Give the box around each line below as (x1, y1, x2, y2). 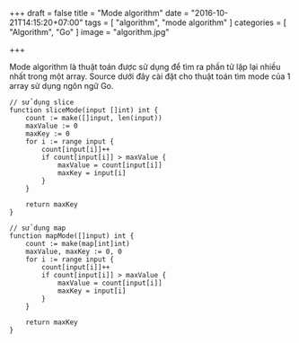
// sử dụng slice (9, 98, 75, 107)
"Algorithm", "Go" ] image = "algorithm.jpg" (9, 27, 170, 37)
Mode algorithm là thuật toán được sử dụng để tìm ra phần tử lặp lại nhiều (9, 62, 281, 72)
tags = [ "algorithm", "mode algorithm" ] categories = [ (84, 17, 287, 28)
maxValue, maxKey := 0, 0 (25, 247, 123, 256)
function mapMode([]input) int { (9, 232, 135, 241)
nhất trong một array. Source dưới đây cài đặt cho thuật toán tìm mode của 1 (9, 71, 291, 82)
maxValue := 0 (25, 121, 78, 130)
